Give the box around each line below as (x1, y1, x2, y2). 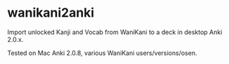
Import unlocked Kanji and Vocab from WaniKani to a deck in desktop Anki (7, 28, 223, 36)
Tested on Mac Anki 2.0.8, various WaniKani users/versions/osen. (7, 49, 197, 57)
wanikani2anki (7, 5, 95, 21)
